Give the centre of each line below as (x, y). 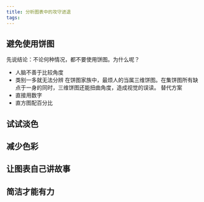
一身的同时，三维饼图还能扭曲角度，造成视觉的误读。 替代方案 (104, 88)
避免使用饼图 (30, 44)
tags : (13, 18)
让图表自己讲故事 (38, 169)
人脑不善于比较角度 (39, 72)
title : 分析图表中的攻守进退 (39, 12)
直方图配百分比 (34, 103)
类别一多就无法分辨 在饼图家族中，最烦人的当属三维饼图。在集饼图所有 (104, 80)
